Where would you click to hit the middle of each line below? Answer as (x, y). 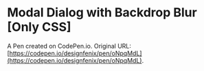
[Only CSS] (39, 27)
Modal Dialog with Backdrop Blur (102, 13)
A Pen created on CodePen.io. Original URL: (69, 46)
